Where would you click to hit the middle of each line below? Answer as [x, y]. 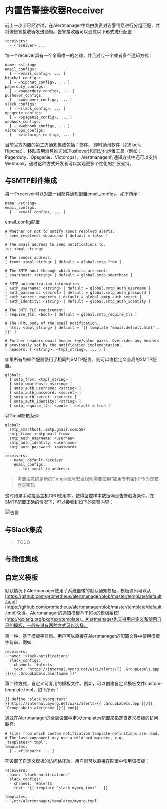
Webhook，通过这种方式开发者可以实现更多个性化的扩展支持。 [70, 163]
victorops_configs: [25, 130]
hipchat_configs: [23, 78]
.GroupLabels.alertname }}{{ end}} [42, 708]
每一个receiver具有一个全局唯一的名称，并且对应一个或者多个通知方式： [79, 55]
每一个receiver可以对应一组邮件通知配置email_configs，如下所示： [74, 194]
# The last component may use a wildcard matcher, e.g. [64, 738]
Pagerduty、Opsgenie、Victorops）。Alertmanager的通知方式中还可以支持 [81, 157]
